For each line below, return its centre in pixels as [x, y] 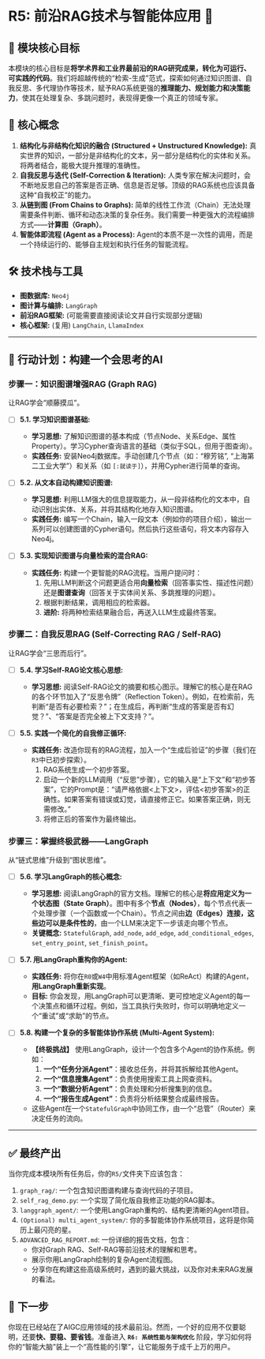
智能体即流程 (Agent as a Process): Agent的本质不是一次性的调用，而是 [136, 234]
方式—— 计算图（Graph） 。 [63, 224]
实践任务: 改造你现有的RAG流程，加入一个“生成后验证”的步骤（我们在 [144, 750]
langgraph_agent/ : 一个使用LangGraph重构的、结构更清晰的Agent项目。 [136, 1210]
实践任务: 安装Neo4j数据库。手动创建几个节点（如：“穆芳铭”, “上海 [139, 456]
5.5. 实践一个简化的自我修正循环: [73, 733]
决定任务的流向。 [59, 1118]
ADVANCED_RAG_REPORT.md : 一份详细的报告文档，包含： [105, 1240]
